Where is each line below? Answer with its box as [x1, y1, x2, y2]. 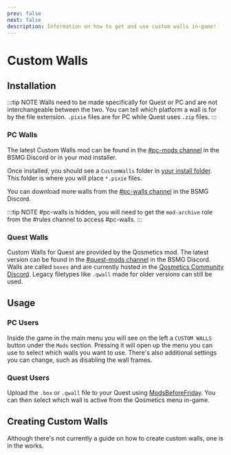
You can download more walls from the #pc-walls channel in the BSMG [7, 187, 209, 195]
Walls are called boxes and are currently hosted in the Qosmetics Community [7, 263, 224, 271]
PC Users [7, 318, 39, 327]
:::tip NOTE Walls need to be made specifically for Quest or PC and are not [7, 98, 218, 107]
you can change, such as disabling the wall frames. [7, 356, 153, 364]
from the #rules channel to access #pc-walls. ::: [7, 215, 143, 223]
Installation [7, 80, 56, 92]
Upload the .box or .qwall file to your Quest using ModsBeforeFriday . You [7, 388, 216, 396]
